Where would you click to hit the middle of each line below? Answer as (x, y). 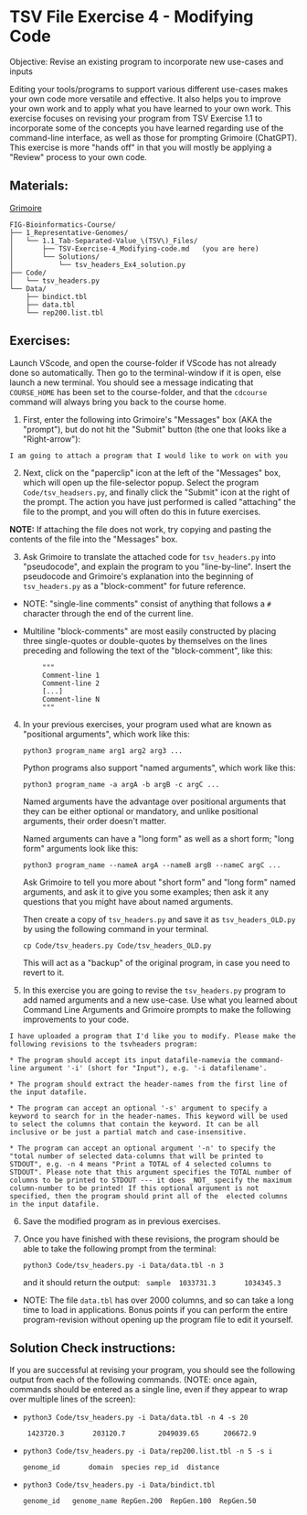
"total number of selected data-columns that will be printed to (136, 1156)
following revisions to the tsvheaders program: (104, 1044)
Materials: (39, 186)
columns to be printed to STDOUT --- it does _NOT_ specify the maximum (151, 1180)
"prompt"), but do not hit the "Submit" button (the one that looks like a (154, 429)
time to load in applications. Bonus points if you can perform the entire (155, 1309)
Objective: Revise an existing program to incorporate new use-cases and (147, 61)
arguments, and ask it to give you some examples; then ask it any (146, 892)
